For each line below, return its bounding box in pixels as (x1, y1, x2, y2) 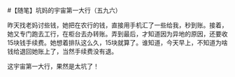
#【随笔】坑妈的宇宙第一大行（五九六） (7, 6, 122, 14)
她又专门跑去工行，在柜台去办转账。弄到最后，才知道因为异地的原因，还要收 (7, 30, 228, 38)
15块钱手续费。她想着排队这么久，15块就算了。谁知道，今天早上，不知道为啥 (7, 38, 228, 47)
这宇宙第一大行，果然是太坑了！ (7, 62, 99, 70)
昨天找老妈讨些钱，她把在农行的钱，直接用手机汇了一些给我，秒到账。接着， (7, 21, 228, 29)
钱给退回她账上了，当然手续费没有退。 (7, 48, 117, 55)
